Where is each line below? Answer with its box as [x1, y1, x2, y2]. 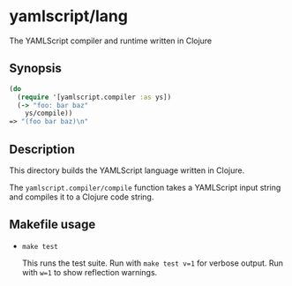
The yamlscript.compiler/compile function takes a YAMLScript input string [9, 182, 281, 192]
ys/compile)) [25, 109, 73, 118]
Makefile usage [9, 217, 96, 232]
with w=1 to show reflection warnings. [21, 267, 158, 277]
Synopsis [9, 61, 62, 76]
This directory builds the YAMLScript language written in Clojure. [9, 165, 245, 176]
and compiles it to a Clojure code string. [9, 192, 154, 202]
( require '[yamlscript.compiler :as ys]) [17, 93, 172, 102]
